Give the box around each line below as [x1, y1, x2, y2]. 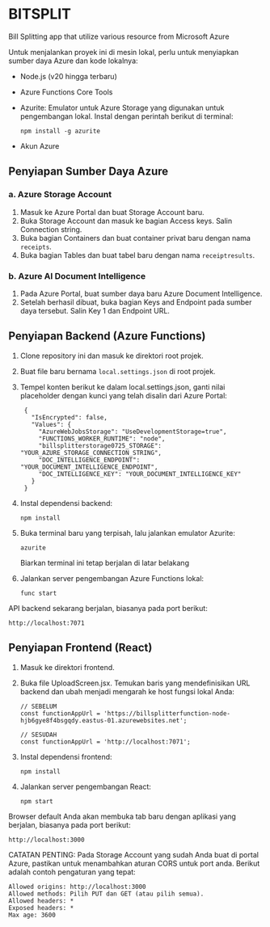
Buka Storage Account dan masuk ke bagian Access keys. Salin [19, 216, 233, 225]
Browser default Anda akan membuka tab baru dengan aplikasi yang [8, 811, 237, 821]
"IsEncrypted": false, [31, 413, 108, 421]
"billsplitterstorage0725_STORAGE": [38, 441, 162, 449]
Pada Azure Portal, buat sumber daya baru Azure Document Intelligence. [19, 289, 263, 298]
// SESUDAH [19, 731, 57, 739]
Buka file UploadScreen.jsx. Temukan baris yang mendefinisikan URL [19, 678, 251, 688]
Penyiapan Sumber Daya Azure [8, 165, 169, 179]
